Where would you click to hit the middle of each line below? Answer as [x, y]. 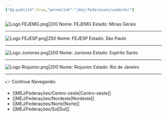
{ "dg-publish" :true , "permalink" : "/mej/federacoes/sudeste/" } [70, 10]
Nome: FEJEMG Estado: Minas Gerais [97, 24]
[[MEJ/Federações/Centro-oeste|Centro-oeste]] [62, 93]
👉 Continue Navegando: [31, 81]
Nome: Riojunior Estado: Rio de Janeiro [99, 67]
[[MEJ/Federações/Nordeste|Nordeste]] [53, 98]
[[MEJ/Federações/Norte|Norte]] [46, 104]
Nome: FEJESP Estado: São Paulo [92, 38]
